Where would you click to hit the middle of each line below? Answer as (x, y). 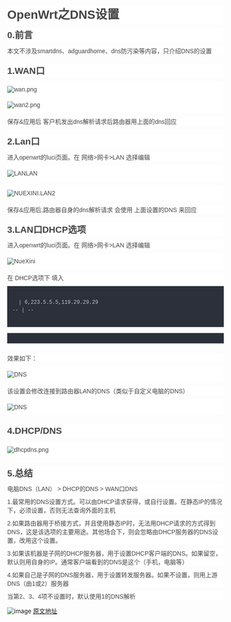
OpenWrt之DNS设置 (63, 14)
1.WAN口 (26, 70)
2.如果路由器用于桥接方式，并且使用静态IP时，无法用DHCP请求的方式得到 (111, 523)
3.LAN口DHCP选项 (47, 229)
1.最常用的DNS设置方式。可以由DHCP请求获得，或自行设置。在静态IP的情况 (115, 502)
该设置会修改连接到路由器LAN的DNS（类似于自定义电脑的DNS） (98, 391)
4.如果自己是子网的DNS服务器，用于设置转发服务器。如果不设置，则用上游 (112, 575)
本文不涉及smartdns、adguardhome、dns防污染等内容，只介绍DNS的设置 (110, 51)
